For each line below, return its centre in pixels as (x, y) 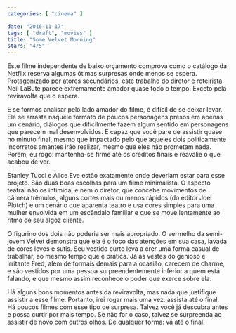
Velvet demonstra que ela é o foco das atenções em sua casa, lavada (126, 241)
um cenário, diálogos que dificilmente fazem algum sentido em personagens (118, 124)
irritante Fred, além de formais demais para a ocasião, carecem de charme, (116, 263)
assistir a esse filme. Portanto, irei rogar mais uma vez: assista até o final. (113, 300)
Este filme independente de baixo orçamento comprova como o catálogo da (117, 66)
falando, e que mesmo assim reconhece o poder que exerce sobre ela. (110, 279)
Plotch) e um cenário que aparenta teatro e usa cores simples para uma (111, 205)
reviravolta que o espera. (43, 96)
